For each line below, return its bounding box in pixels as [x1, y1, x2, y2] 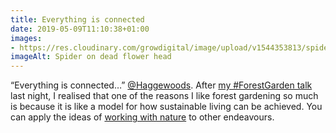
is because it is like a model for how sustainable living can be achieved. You [10, 101, 323, 113]
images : [10, 33, 43, 43]
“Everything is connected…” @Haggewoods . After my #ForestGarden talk [10, 79, 313, 91]
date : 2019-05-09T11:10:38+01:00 [10, 24, 150, 34]
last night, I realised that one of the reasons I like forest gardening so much [10, 90, 319, 102]
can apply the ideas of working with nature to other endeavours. [10, 111, 275, 123]
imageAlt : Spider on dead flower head [10, 52, 172, 62]
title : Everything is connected [10, 14, 145, 25]
